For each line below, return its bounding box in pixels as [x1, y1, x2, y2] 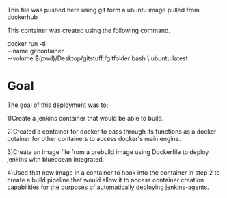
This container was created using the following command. [7, 27, 171, 34]
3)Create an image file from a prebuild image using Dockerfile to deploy [7, 147, 209, 156]
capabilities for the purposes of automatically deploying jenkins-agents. [7, 183, 210, 191]
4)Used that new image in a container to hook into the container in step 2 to [7, 168, 220, 177]
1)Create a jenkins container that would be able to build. [7, 114, 164, 122]
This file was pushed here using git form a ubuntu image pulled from [7, 6, 200, 14]
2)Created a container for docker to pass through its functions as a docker [7, 127, 217, 136]
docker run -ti [7, 40, 46, 47]
